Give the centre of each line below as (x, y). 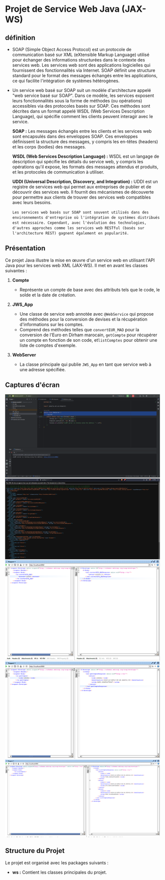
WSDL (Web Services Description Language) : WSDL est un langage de (86, 156)
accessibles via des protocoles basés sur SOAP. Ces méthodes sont (81, 106)
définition (20, 38)
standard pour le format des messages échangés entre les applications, (85, 75)
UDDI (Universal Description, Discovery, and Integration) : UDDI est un (85, 181)
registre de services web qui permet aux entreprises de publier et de (82, 187)
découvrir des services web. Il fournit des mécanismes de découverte (83, 192)
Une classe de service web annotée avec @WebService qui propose (86, 314)
